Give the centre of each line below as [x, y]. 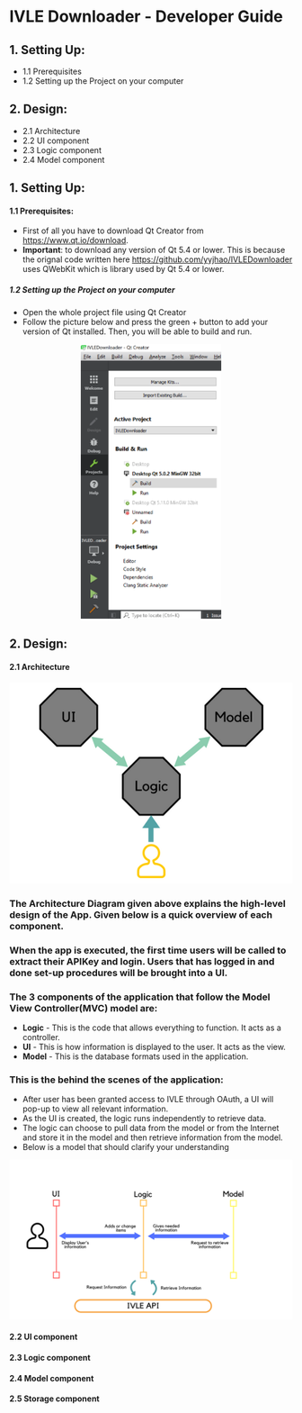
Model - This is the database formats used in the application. [135, 1056]
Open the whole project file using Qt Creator [104, 312]
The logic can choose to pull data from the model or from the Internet [151, 1128]
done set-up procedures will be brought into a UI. [119, 973]
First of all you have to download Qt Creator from [113, 231]
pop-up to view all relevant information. [95, 1109]
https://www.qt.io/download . [75, 240]
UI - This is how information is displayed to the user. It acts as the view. [154, 1047]
